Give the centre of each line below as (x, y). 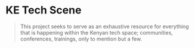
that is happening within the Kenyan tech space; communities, (97, 32)
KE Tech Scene (44, 10)
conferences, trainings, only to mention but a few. (81, 39)
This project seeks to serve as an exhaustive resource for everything (104, 26)
